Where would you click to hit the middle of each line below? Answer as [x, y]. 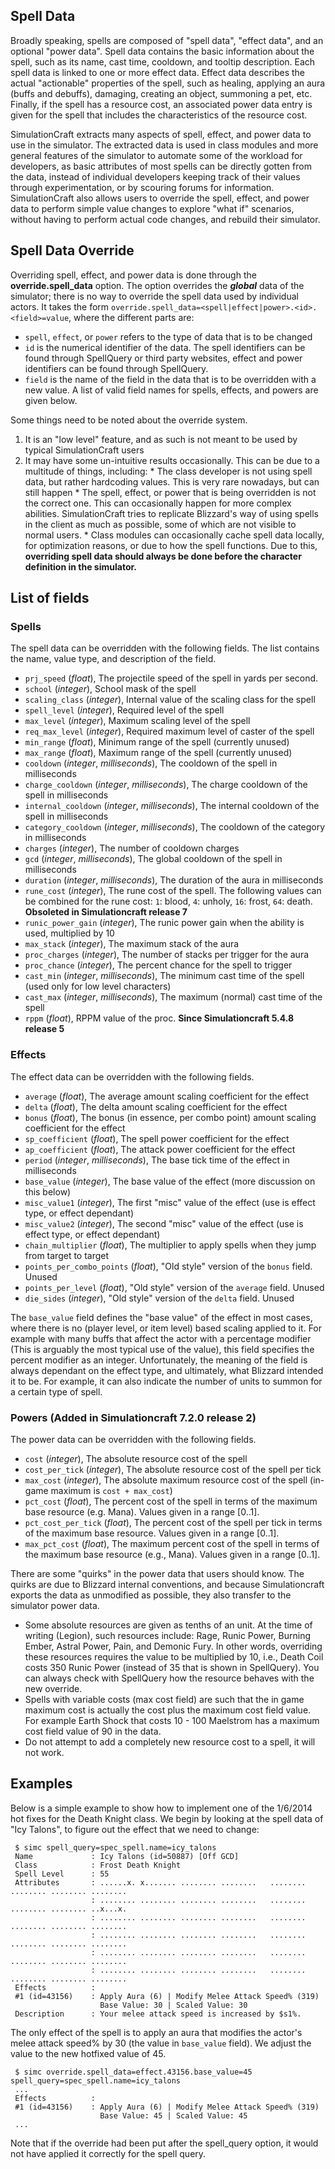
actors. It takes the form [60, 306]
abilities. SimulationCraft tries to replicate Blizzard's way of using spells [171, 513]
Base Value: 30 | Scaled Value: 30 [173, 2005]
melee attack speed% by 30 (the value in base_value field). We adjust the [161, 2043]
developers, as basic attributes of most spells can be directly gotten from [161, 166]
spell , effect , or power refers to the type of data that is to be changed [168, 336]
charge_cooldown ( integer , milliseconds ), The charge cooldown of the [166, 785]
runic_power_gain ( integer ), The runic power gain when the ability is [164, 923]
